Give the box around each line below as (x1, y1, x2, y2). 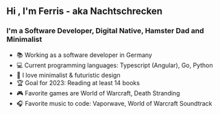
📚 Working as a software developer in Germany (16, 51, 152, 59)
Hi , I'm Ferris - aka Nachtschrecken (6, 5, 162, 17)
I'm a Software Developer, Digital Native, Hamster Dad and (6, 26, 204, 36)
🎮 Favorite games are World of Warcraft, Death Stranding (16, 89, 180, 97)
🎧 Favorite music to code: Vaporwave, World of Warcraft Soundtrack (16, 99, 213, 107)
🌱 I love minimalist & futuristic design (16, 71, 121, 79)
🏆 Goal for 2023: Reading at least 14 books (16, 78, 140, 87)
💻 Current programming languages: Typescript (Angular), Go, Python (16, 61, 213, 69)
